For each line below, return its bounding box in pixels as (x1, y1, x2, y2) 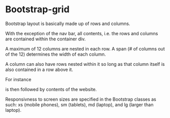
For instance (5, 76, 32, 82)
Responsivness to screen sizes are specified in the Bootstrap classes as (5, 96, 157, 102)
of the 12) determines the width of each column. (5, 51, 106, 57)
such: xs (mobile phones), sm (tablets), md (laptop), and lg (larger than (5, 101, 154, 108)
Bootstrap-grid (5, 4, 70, 15)
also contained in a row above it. (5, 66, 73, 73)
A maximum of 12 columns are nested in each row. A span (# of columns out (5, 45, 165, 52)
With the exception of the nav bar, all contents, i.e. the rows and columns (5, 30, 158, 36)
